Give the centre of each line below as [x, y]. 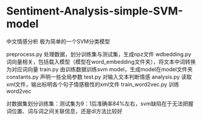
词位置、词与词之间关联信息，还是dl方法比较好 [64, 111]
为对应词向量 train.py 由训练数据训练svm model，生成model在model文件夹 [99, 69]
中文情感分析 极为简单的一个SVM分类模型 [58, 41]
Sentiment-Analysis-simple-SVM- [95, 11]
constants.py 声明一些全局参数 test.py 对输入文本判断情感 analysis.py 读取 [99, 77]
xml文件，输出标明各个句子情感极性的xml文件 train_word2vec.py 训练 [93, 84]
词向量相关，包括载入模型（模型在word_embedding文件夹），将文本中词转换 [101, 62]
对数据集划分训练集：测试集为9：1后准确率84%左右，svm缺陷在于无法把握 [100, 103]
